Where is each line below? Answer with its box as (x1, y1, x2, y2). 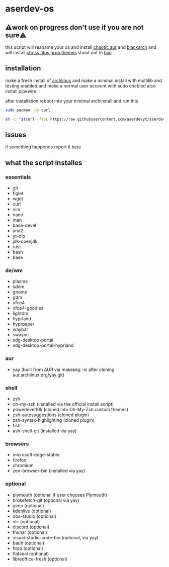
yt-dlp (12, 233, 26, 239)
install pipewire (5, 88, 37, 94)
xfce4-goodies (12, 305, 44, 311)
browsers (5, 440, 29, 447)
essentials (5, 173, 31, 180)
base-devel (12, 222, 36, 229)
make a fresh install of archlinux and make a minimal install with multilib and (5, 77, 162, 83)
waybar (12, 326, 29, 332)
